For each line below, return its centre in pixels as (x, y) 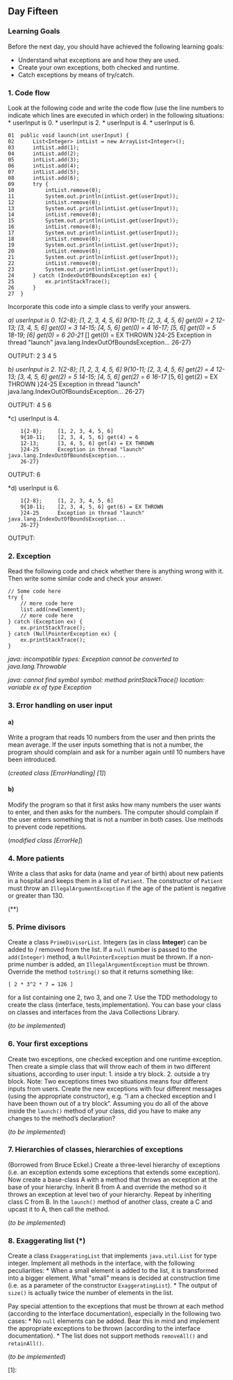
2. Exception (29, 556)
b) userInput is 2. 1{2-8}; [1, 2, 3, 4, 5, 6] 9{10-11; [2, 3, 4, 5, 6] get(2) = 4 (111, 369)
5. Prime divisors (37, 927)
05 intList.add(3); (44, 159)
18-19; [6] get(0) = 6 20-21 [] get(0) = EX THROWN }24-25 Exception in (110, 335)
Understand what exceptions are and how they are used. (99, 60)
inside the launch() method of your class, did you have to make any (104, 1111)
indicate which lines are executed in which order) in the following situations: (116, 115)
